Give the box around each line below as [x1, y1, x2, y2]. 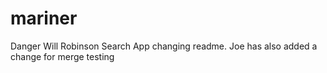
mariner [10, 7, 78, 30]
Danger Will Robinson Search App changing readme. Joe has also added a [10, 40, 318, 52]
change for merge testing [10, 50, 115, 62]
